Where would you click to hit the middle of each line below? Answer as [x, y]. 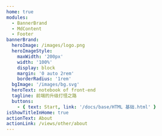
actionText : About [29, 118]
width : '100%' [35, 62]
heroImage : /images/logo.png [48, 46]
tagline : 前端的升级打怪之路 [44, 96]
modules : [17, 17]
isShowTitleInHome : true [37, 113]
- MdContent [27, 29]
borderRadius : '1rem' [44, 79]
